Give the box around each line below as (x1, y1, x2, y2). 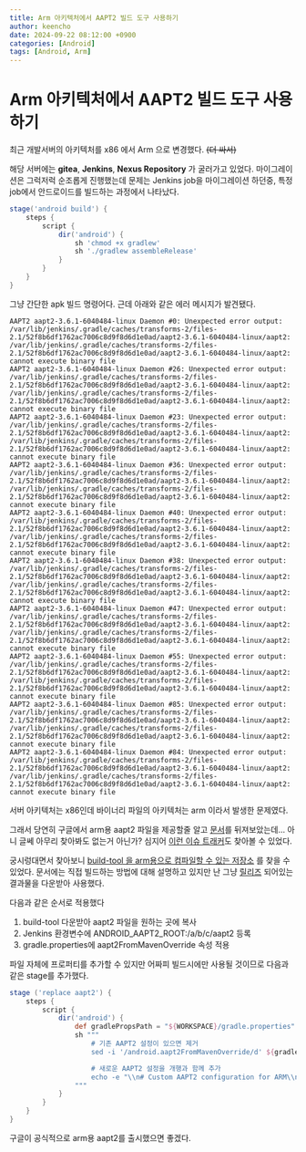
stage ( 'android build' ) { (9, 204, 107, 214)
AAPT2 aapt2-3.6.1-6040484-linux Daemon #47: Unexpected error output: (9, 604, 287, 613)
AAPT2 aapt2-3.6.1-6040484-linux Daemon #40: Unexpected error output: (9, 508, 287, 517)
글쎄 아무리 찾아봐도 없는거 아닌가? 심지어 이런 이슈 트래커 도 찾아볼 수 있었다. (18, 835, 293, 846)
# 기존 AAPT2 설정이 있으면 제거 (90, 1039, 199, 1049)
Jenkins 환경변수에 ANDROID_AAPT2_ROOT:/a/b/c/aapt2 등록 (22, 928, 252, 939)
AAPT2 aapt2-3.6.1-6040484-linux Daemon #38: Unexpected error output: (9, 555, 287, 566)
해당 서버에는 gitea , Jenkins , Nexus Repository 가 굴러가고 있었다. (9, 163, 255, 174)
